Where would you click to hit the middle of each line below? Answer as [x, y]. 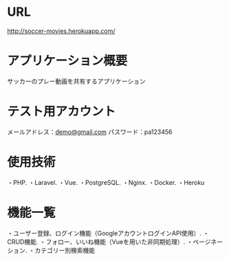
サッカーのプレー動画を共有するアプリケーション [76, 81]
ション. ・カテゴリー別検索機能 [51, 250]
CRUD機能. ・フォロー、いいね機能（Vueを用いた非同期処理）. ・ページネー [115, 242]
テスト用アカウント [62, 112]
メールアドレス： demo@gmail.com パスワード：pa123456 [90, 132]
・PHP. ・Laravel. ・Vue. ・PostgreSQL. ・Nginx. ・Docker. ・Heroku [106, 182]
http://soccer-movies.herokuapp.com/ [61, 31]
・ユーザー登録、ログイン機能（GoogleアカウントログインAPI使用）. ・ [108, 233]
